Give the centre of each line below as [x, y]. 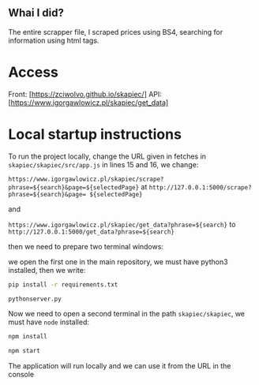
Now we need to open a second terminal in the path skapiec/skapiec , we [126, 314]
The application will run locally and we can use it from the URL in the [120, 366]
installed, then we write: [47, 270]
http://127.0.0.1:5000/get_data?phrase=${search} [92, 232]
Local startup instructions [95, 134]
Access [34, 72]
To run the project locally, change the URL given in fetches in [107, 156]
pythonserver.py [35, 299]
